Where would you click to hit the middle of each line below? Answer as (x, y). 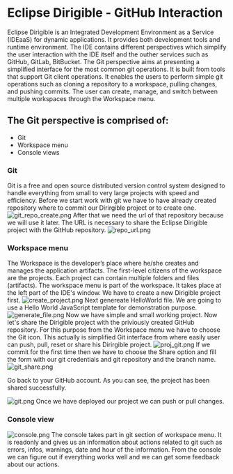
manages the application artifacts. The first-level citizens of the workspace (115, 270)
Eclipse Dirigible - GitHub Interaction (115, 13)
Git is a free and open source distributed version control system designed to (116, 185)
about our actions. (33, 464)
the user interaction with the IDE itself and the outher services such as (108, 54)
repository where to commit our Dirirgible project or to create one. (102, 208)
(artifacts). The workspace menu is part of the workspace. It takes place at (114, 285)
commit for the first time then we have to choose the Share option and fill (112, 352)
